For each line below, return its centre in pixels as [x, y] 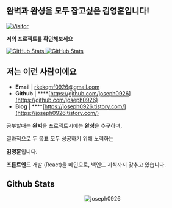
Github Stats [30, 184]
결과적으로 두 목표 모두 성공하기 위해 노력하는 [60, 138]
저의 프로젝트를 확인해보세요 [40, 39]
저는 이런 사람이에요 [41, 72]
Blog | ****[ [30, 106]
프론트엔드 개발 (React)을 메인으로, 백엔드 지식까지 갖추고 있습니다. [86, 165]
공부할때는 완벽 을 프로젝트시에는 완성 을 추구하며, [64, 125]
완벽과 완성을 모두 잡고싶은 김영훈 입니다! [78, 11]
